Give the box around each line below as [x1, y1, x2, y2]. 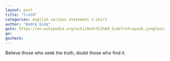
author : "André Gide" [5, 21, 51, 27]
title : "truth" [5, 12, 37, 17]
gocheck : [5, 36, 24, 41]
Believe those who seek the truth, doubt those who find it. [5, 49, 126, 56]
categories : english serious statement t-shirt [5, 17, 108, 22]
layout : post [5, 7, 33, 13]
